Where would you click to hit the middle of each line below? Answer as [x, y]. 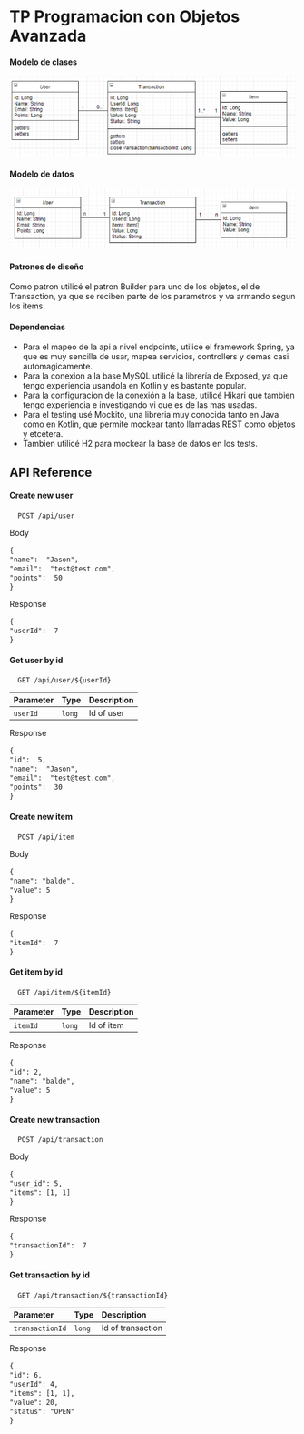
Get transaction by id [50, 1275]
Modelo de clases [44, 62]
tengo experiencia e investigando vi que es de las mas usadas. [140, 405]
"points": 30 [36, 788]
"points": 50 [36, 578]
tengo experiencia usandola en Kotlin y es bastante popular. [134, 386]
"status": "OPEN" [42, 1411]
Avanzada [48, 36]
